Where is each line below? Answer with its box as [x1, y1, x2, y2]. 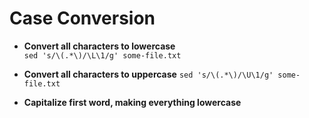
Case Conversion [9, 7, 156, 30]
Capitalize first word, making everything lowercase [23, 96, 242, 108]
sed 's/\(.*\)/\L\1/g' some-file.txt [23, 50, 182, 61]
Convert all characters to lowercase [23, 40, 176, 52]
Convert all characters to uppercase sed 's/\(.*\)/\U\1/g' [23, 68, 274, 80]
